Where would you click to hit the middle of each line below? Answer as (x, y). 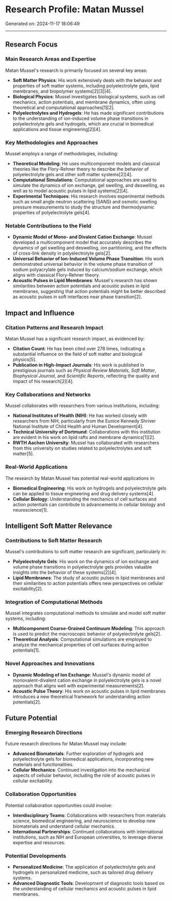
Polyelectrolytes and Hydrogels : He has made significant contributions (88, 113)
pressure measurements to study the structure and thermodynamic (83, 207)
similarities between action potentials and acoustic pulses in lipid (81, 286)
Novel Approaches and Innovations (50, 663)
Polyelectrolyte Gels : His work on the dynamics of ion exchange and (85, 561)
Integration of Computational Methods (54, 602)
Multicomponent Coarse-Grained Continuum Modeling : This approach (89, 628)
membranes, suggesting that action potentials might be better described (89, 291)
